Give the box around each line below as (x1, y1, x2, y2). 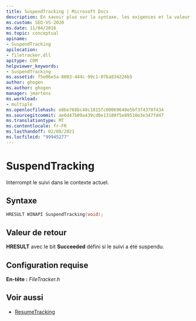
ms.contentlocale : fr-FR (6, 123, 67, 129)
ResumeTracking (14, 308, 56, 315)
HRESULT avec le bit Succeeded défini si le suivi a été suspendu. (6, 243, 164, 250)
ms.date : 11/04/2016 (6, 25, 57, 31)
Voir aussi (6, 293, 43, 303)
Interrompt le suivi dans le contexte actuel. (6, 178, 109, 185)
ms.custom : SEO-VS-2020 (6, 19, 65, 25)
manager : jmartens (6, 90, 51, 96)
